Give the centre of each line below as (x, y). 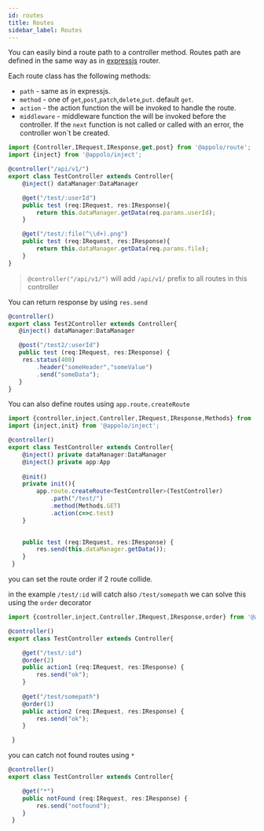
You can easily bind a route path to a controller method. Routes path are (125, 53)
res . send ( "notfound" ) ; (73, 806)
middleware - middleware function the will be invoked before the (123, 116)
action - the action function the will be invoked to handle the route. (128, 108)
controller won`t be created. (64, 133)
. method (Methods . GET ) (86, 506)
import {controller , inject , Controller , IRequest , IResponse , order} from (126, 617)
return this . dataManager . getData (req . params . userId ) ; (126, 212)
